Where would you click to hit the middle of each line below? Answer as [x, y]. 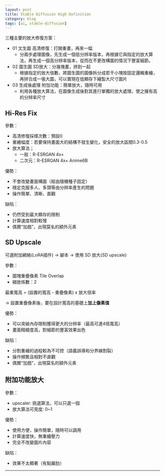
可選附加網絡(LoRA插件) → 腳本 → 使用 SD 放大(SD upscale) [66, 255]
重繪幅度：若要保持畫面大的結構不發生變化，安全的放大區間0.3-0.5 [80, 142]
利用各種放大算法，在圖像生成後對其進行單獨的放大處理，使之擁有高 [88, 91]
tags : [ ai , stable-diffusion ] [36, 23]
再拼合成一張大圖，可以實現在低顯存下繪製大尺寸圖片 [73, 79]
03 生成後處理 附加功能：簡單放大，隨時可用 [57, 85]
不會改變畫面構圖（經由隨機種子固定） [51, 182]
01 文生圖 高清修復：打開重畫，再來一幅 [52, 48]
